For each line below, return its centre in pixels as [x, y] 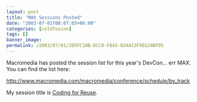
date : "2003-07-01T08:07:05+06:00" [51, 23]
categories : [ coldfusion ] [39, 29]
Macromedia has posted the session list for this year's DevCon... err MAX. [99, 62]
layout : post [23, 12]
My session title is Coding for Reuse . [52, 92]
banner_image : [24, 40]
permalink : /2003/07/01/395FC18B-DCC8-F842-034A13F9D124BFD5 [85, 46]
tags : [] [17, 34]
